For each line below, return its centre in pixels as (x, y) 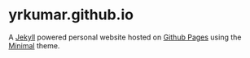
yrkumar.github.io (71, 15)
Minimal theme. (34, 45)
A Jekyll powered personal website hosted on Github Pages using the (125, 37)
